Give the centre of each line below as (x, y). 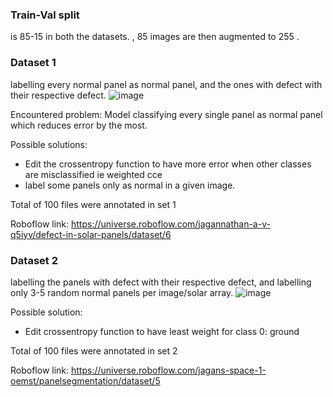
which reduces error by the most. (79, 125)
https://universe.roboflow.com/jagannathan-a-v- (170, 224)
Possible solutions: (49, 144)
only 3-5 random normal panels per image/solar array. (122, 292)
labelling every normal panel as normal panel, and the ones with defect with (166, 84)
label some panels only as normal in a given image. (130, 185)
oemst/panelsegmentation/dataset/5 (85, 380)
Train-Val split (45, 15)
